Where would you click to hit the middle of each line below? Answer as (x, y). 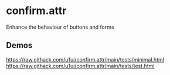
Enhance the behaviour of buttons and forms (60, 27)
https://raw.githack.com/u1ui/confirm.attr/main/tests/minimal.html (85, 59)
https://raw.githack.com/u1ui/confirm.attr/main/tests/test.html (80, 66)
